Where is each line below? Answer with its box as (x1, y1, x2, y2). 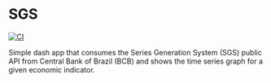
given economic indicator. (8, 64, 95, 74)
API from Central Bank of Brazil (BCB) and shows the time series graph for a (8, 56, 263, 66)
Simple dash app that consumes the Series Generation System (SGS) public (8, 47, 262, 57)
